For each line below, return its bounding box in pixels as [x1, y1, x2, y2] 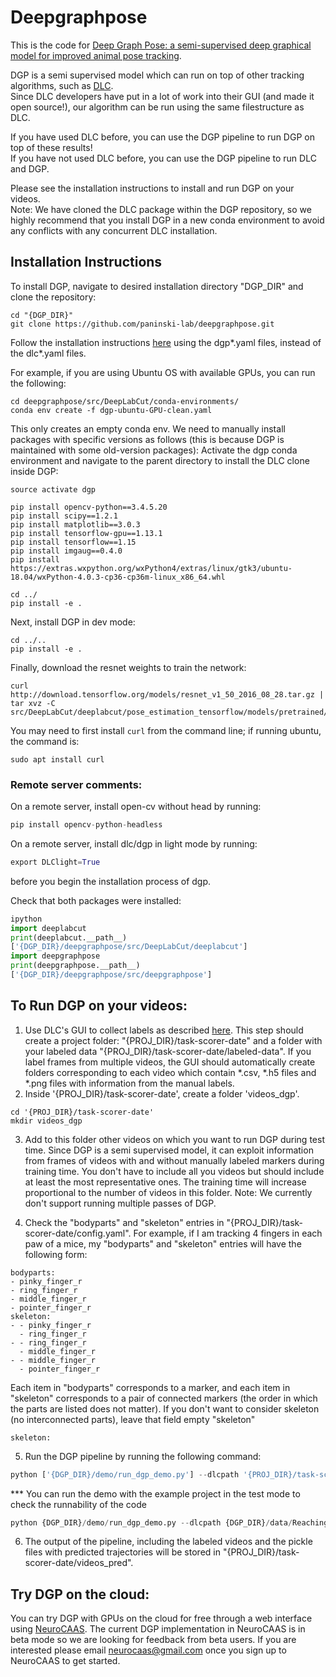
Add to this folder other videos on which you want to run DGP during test [24, 1133, 325, 1145]
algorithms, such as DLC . [10, 79, 114, 91]
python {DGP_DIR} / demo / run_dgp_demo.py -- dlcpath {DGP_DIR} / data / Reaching [10, 1517, 329, 1528]
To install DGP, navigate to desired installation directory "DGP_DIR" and [10, 280, 304, 292]
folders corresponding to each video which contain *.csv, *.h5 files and [24, 1066, 317, 1078]
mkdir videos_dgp [10, 1116, 83, 1126]
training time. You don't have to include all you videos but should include [24, 1165, 325, 1177]
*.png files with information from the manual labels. [24, 1077, 235, 1089]
